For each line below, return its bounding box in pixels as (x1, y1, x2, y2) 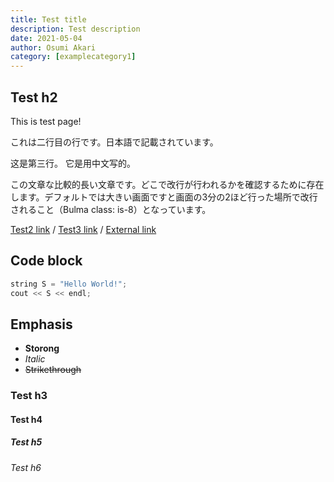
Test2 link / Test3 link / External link (10, 223, 157, 235)
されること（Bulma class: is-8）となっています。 (10, 203, 212, 215)
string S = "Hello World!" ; (10, 279, 128, 289)
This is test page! (10, 115, 82, 127)
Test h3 (10, 389, 48, 403)
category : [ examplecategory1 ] (10, 52, 137, 62)
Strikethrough (24, 364, 82, 376)
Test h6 (10, 461, 42, 473)
